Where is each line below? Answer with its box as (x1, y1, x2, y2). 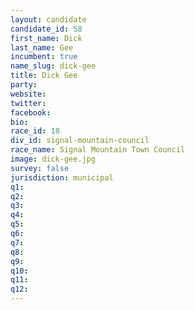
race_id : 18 (10, 126, 60, 136)
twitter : (10, 98, 47, 108)
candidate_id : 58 (10, 24, 83, 34)
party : (10, 80, 38, 90)
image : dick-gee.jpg (10, 154, 97, 164)
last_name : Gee (10, 42, 74, 53)
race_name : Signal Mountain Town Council (10, 145, 186, 155)
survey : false (10, 163, 70, 173)
